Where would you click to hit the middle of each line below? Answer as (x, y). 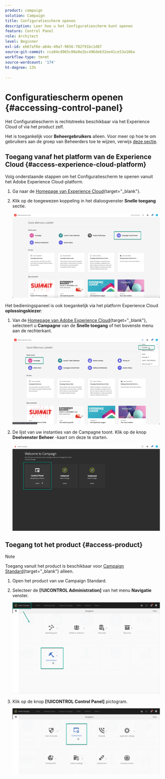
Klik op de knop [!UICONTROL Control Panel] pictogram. (70, 701)
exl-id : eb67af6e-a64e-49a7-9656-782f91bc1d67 (54, 47)
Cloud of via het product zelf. (35, 127)
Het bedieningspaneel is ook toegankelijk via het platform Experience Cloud (82, 305)
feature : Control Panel (29, 31)
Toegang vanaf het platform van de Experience (78, 157)
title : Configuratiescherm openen (41, 21)
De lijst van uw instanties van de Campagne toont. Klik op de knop (79, 432)
